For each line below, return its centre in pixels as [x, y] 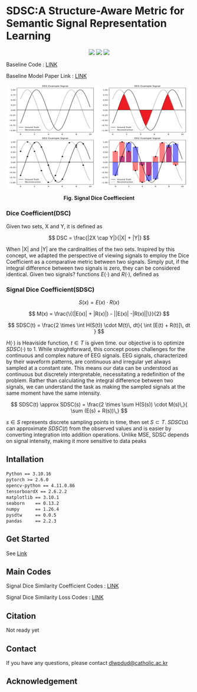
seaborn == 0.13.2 [33, 503]
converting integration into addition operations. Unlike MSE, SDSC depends [98, 435]
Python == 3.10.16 [29, 474]
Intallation [25, 459]
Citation [21, 616]
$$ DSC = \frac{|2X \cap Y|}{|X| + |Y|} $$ [99, 238]
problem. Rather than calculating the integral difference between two [90, 381]
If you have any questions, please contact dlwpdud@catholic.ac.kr [87, 663]
